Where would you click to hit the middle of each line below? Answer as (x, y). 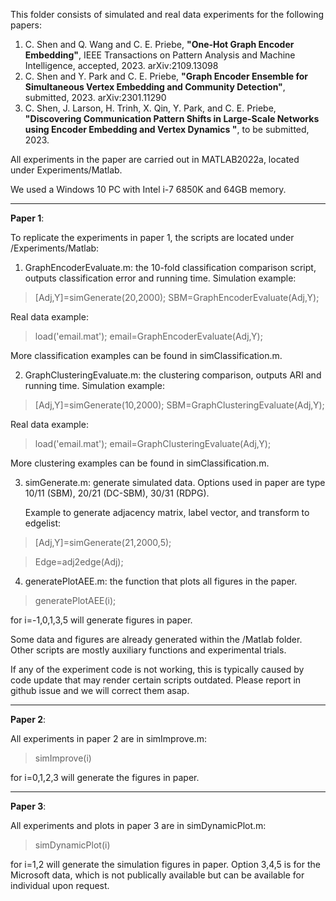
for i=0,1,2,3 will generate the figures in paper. (105, 777)
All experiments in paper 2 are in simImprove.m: (108, 738)
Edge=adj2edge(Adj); (79, 562)
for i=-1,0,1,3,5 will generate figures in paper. (101, 620)
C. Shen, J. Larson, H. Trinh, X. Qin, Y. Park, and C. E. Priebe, (150, 108)
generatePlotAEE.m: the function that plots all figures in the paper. (161, 581)
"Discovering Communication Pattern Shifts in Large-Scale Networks (172, 118)
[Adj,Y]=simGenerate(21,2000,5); (103, 542)
